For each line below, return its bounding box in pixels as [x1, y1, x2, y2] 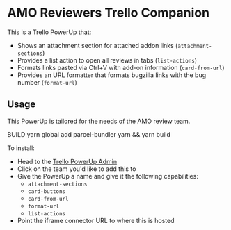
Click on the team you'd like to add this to [17, 165, 136, 173]
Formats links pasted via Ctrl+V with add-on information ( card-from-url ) [17, 63, 225, 72]
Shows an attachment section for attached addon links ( [17, 41, 178, 49]
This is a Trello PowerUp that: [7, 28, 92, 36]
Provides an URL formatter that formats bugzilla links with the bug [17, 71, 207, 79]
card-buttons [27, 188, 66, 195]
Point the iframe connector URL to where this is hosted [17, 216, 175, 224]
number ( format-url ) [17, 78, 78, 86]
